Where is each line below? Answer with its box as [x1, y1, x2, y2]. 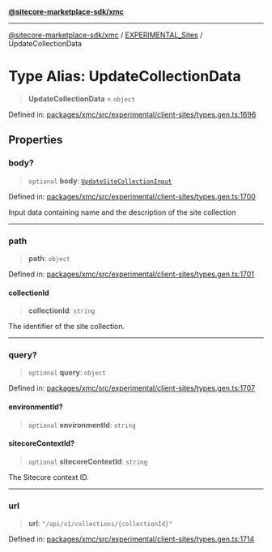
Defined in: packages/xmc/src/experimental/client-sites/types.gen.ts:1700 [8, 191, 257, 201]
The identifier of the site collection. [8, 322, 125, 332]
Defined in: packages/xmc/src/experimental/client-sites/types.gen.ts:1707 [8, 383, 256, 393]
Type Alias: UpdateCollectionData [8, 67, 241, 86]
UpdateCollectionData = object [28, 93, 136, 104]
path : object [28, 253, 70, 263]
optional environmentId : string [28, 420, 136, 430]
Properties [8, 133, 63, 147]
